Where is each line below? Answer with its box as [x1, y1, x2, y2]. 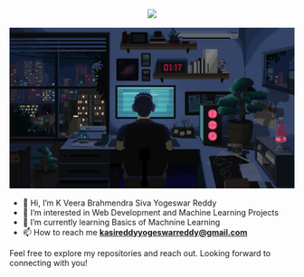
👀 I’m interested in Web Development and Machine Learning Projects [22, 206, 279, 217]
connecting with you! [9, 257, 88, 268]
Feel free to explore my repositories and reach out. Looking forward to [9, 247, 271, 258]
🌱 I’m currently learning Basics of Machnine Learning [22, 216, 221, 227]
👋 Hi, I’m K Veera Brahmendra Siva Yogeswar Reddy [22, 197, 217, 208]
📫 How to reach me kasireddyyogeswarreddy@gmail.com [22, 226, 248, 237]
